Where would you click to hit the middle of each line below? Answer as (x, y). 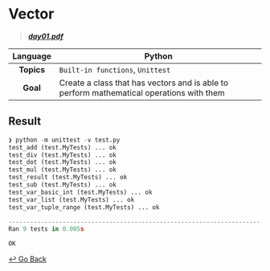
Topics (32, 69)
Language (32, 55)
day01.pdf (46, 36)
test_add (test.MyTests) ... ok (62, 147)
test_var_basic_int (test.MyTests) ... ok (80, 192)
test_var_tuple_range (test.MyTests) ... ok (84, 207)
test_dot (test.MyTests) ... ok (62, 162)
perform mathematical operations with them (142, 92)
